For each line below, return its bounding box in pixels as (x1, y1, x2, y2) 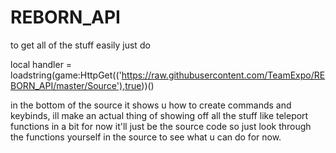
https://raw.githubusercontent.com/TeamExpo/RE (121, 69, 326, 81)
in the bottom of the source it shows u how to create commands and (10, 99, 292, 111)
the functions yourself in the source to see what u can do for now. (10, 131, 282, 143)
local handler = (10, 58, 73, 70)
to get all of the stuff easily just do (10, 39, 151, 51)
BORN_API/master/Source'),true (10, 79, 142, 91)
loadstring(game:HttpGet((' (10, 69, 122, 81)
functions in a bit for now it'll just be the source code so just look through (10, 120, 312, 132)
